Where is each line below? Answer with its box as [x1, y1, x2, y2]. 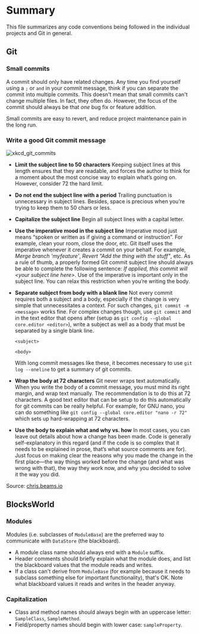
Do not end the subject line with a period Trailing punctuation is [14, 191, 172, 198]
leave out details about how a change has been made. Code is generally [14, 433, 192, 440]
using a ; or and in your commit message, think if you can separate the [6, 84, 179, 92]
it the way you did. [14, 471, 61, 478]
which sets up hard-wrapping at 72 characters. [14, 415, 130, 422]
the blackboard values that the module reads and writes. [14, 561, 153, 568]
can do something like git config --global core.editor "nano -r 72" [14, 408, 188, 416]
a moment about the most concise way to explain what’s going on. [14, 174, 177, 181]
